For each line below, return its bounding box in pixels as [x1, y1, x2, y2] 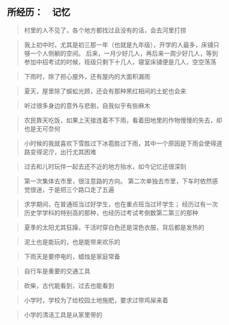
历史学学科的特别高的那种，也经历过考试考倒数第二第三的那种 [23, 208, 199, 217]
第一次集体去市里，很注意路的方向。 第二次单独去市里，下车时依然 [23, 177, 213, 185]
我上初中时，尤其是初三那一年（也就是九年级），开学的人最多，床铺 [23, 40, 214, 49]
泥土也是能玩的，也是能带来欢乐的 [23, 237, 121, 245]
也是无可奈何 [23, 124, 60, 132]
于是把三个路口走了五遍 [47, 185, 114, 193]
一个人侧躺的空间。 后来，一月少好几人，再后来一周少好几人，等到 [29, 49, 218, 57]
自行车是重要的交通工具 [23, 267, 91, 275]
